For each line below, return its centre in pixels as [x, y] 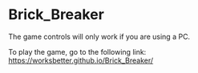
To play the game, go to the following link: [77, 52]
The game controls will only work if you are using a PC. [99, 36]
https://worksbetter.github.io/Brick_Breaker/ [81, 60]
